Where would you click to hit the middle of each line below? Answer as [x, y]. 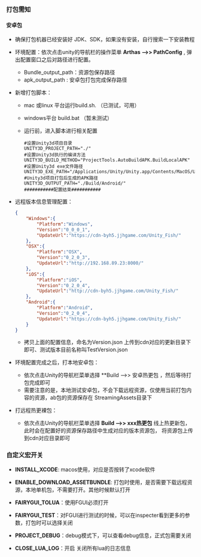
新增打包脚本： [33, 93]
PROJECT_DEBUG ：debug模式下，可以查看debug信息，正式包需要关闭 [103, 535]
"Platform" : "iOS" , [60, 280]
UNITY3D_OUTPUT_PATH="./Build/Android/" [75, 183]
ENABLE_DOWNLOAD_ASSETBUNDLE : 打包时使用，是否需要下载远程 [101, 482]
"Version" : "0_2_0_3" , [64, 258]
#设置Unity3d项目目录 [48, 143]
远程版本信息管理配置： [44, 201]
